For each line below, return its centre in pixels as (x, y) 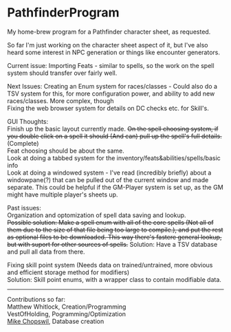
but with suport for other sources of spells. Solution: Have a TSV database (112, 244)
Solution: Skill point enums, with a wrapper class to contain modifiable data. (114, 279)
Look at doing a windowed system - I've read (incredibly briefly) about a (109, 173)
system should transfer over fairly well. (62, 73)
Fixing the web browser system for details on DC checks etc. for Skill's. (108, 108)
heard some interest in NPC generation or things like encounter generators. (113, 52)
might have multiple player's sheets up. (63, 195)
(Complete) (23, 143)
